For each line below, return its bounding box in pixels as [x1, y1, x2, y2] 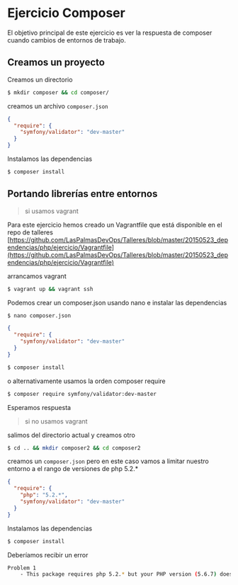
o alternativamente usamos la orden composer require [7, 377, 166, 385]
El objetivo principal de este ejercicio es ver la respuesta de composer [7, 28, 212, 37]
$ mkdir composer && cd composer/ [7, 89, 110, 96]
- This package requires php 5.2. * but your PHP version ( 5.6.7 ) [20, 571, 217, 578]
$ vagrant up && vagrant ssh [7, 285, 93, 292]
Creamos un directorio [7, 75, 73, 84]
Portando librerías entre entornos [7, 188, 158, 200]
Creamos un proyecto [7, 57, 105, 69]
